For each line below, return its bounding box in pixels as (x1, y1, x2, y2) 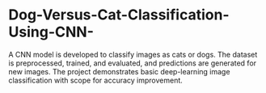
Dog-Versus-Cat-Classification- (8, 6, 230, 24)
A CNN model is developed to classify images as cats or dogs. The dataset (8, 49, 258, 59)
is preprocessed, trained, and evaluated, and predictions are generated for (8, 58, 257, 68)
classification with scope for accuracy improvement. (8, 75, 184, 85)
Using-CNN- (8, 23, 95, 41)
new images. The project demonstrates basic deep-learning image (8, 66, 230, 76)
